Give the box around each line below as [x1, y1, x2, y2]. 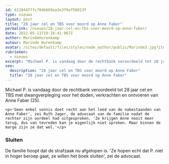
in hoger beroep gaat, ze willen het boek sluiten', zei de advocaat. [5, 153, 142, 159]
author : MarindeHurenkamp [5, 36, 59, 41]
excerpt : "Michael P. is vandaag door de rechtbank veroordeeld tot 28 [5, 59, 158, 64]
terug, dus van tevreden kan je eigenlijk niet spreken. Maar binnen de [5, 120, 161, 125]
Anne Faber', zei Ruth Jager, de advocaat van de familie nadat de [5, 111, 150, 116]
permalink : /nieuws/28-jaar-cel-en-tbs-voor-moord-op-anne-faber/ [5, 26, 147, 31]
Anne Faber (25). [5, 97, 41, 103]
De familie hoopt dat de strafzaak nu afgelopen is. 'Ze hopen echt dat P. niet [5, 148, 163, 154]
